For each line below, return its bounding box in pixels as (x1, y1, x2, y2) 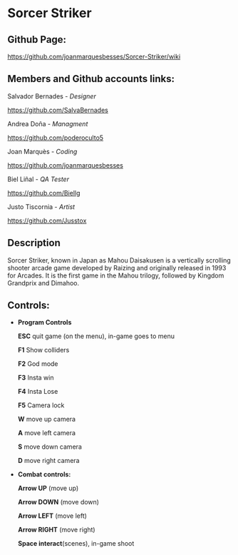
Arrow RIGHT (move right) (17, 526, 95, 534)
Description (7, 237, 61, 249)
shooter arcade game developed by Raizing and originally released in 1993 (7, 263, 227, 272)
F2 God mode (17, 360, 58, 368)
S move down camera (17, 442, 82, 451)
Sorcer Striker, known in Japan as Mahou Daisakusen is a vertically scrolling (7, 255, 232, 265)
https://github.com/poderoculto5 (7, 133, 104, 142)
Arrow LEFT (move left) (17, 511, 88, 520)
